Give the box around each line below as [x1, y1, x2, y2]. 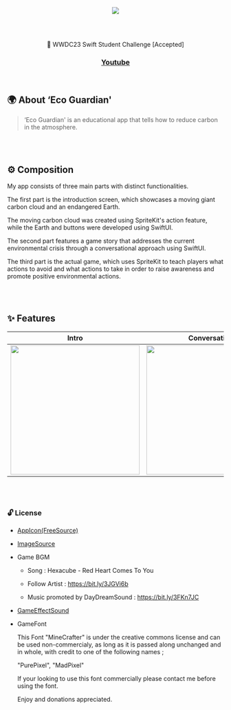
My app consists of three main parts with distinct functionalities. [7, 182, 189, 190]
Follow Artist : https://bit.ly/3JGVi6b [27, 580, 129, 588]
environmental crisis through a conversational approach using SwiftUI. [7, 244, 206, 252]
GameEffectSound [16, 607, 69, 615]
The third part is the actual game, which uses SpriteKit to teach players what [7, 257, 223, 265]
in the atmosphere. [23, 123, 78, 132]
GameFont [16, 620, 47, 628]
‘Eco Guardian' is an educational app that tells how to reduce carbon [23, 116, 219, 124]
